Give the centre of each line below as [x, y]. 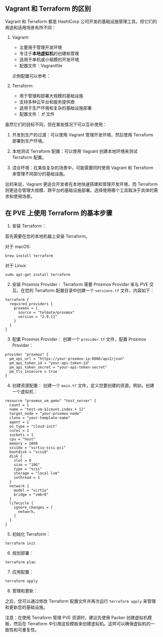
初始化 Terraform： [31, 534]
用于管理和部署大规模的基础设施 [51, 96]
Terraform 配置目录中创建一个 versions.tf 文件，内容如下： [94, 290]
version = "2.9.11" [37, 317]
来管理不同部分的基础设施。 [40, 174]
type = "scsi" [28, 469]
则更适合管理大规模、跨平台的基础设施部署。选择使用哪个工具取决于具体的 [79, 190]
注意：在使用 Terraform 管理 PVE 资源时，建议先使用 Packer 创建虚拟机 [76, 618]
